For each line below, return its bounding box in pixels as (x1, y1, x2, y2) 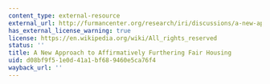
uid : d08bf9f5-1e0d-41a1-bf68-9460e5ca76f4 (8, 57, 157, 65)
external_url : (8, 19, 56, 27)
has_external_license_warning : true (8, 26, 131, 34)
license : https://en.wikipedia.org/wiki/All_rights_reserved (8, 34, 218, 42)
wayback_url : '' (8, 64, 63, 72)
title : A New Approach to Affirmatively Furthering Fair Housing (8, 49, 231, 57)
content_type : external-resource (8, 11, 121, 20)
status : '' (8, 42, 45, 50)
